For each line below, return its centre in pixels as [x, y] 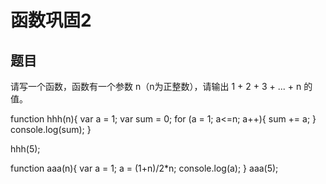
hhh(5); [25, 149]
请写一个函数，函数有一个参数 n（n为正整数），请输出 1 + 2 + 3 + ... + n [156, 86]
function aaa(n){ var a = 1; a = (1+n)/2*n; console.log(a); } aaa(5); [144, 168]
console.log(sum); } [51, 129]
